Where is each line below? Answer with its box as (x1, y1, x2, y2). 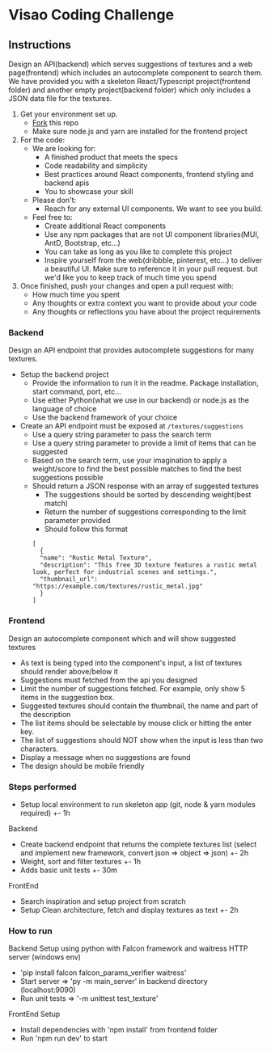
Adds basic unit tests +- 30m (19, 865, 117, 875)
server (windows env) (8, 952, 81, 962)
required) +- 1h (19, 808, 70, 817)
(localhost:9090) (19, 985, 76, 995)
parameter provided (44, 516, 111, 525)
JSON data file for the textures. (8, 94, 112, 103)
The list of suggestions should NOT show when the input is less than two (19, 735, 264, 745)
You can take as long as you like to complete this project (44, 247, 232, 256)
